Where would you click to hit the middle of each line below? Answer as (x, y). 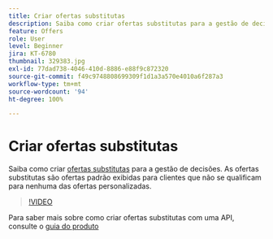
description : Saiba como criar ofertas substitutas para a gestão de (129, 24)
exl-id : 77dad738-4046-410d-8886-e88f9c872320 (89, 69)
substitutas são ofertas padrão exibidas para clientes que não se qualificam (135, 178)
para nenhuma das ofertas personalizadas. (80, 186)
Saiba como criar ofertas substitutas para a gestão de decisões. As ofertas (134, 169)
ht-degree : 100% (36, 99)
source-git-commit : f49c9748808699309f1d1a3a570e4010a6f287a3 (116, 76)
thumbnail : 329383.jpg (47, 62)
